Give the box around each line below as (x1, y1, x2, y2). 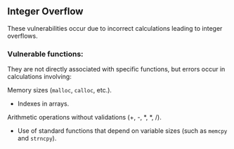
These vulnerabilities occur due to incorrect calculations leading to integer (7, 24, 223, 32)
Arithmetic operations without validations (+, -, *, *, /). (7, 113, 162, 122)
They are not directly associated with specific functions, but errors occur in (7, 65, 226, 73)
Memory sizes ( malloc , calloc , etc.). (7, 86, 112, 94)
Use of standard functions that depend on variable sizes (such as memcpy (17, 127, 228, 135)
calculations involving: (7, 73, 72, 81)
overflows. (7, 31, 38, 40)
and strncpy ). (17, 134, 57, 143)
